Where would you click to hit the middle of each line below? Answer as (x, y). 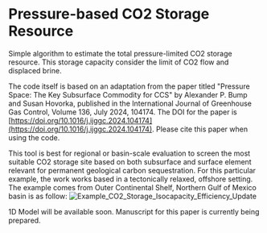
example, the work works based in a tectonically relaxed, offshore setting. (131, 179)
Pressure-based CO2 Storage (109, 14)
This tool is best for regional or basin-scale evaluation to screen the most (129, 153)
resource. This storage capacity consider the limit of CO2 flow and (119, 62)
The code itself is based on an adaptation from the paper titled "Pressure (129, 86)
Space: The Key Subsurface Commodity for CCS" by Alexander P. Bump (128, 94)
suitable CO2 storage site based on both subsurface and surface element (130, 161)
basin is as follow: (38, 196)
